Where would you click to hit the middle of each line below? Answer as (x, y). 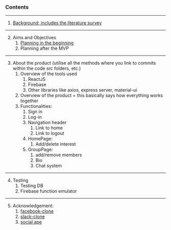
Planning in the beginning (47, 43)
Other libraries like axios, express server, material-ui (82, 90)
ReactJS (37, 79)
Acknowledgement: (33, 206)
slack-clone (32, 217)
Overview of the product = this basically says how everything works (92, 96)
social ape (31, 222)
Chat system (49, 166)
